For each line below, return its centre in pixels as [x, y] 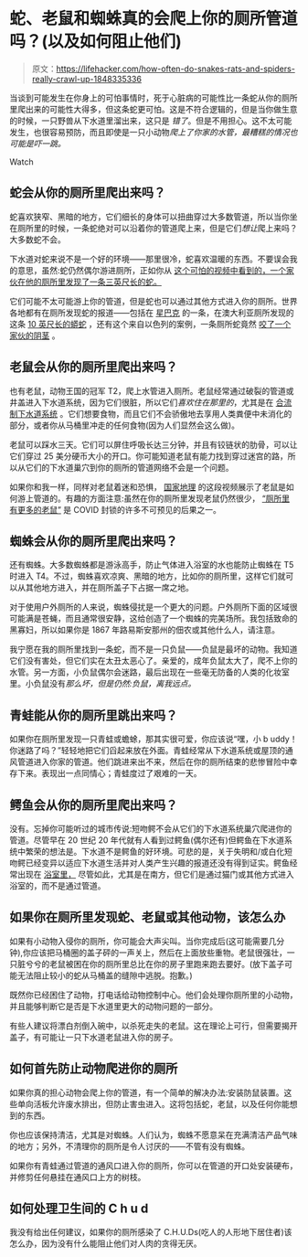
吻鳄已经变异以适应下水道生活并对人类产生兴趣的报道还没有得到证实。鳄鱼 [149, 863]
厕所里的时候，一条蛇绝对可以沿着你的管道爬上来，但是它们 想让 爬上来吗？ [157, 228]
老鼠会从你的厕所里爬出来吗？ [94, 367]
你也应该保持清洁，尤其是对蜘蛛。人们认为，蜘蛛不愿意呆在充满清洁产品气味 [154, 1134]
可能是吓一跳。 [37, 144]
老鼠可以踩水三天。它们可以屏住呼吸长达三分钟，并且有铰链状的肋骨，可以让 [154, 444]
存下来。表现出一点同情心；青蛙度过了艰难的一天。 [106, 773]
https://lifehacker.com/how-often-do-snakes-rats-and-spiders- [175, 69]
